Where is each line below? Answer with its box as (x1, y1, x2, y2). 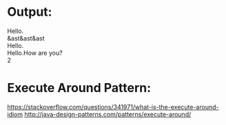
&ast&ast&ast (7, 34, 45, 42)
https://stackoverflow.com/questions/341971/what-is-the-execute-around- (7, 102, 219, 111)
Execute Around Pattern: (7, 80, 152, 96)
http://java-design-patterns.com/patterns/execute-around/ (23, 110, 192, 118)
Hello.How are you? (7, 49, 63, 57)
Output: (7, 4, 52, 20)
